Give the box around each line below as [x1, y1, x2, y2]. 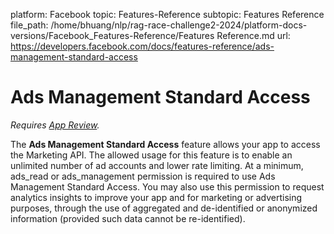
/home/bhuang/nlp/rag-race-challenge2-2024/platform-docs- [50, 19, 308, 31]
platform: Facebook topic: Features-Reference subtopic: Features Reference [10, 9, 325, 20]
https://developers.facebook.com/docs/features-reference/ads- [10, 40, 275, 52]
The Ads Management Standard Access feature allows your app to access [10, 138, 321, 150]
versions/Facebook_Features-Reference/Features [10, 30, 215, 41]
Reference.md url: [216, 30, 291, 41]
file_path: [10, 19, 49, 31]
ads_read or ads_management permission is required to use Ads [10, 170, 276, 182]
